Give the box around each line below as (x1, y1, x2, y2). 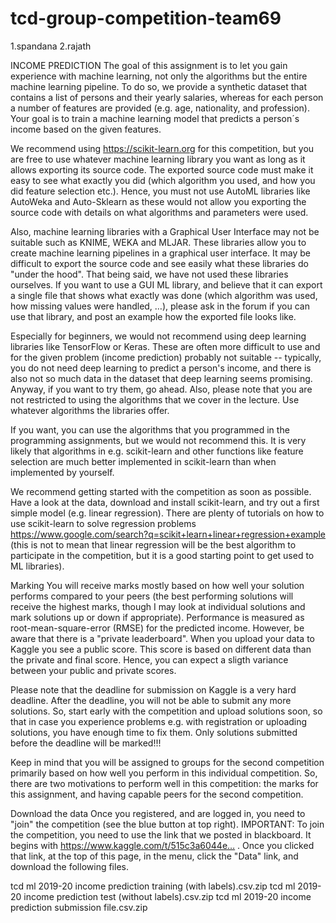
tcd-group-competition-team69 (10, 7, 282, 30)
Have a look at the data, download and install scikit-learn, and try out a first (10, 496, 320, 508)
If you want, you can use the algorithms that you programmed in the (10, 423, 290, 436)
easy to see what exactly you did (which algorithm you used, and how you (10, 174, 316, 186)
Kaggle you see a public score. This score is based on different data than (10, 643, 312, 655)
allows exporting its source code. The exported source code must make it (10, 163, 314, 176)
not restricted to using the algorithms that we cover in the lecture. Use (10, 393, 300, 406)
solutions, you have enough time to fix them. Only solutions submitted (10, 726, 298, 738)
